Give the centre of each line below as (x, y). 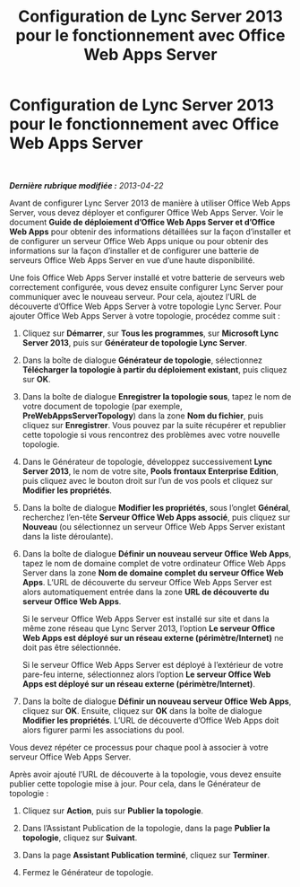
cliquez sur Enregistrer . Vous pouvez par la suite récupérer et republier (154, 425)
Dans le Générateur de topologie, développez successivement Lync (147, 461)
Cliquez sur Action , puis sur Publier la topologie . (113, 811)
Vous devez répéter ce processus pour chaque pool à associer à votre (139, 747)
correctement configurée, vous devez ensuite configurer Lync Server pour (146, 287)
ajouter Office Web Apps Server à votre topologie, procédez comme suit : (145, 315)
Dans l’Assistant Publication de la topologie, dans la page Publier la (146, 828)
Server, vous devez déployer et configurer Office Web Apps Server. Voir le (146, 212)
